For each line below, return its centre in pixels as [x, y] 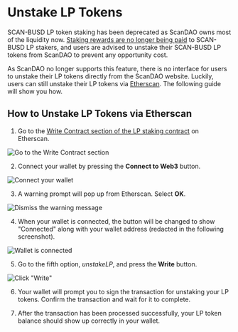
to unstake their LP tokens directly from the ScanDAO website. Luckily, [110, 76]
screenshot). [36, 237]
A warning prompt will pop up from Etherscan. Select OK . [102, 194]
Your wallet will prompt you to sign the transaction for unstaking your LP [123, 291]
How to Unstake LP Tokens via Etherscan [100, 114]
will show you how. [35, 91]
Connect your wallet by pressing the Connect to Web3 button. [109, 166]
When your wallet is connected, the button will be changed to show [116, 221]
